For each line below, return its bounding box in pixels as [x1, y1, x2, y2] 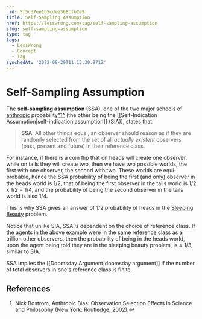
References [6, 283, 51, 294]
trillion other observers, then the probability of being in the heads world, [6, 235, 185, 242]
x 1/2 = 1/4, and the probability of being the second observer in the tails [6, 186, 184, 194]
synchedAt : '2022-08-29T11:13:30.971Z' [6, 59, 107, 65]
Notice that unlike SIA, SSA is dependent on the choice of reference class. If [6, 223, 195, 230]
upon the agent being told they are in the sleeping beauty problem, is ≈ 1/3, [6, 242, 193, 249]
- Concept [11, 48, 36, 54]
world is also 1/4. [6, 192, 48, 200]
